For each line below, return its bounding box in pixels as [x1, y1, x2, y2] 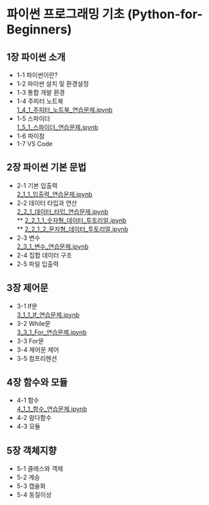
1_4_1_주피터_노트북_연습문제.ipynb [16, 106, 113, 114]
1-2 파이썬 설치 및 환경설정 [16, 79, 89, 88]
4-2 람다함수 [16, 414, 52, 422]
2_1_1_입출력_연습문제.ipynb [16, 189, 93, 199]
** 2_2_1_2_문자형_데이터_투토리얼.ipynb [16, 224, 129, 233]
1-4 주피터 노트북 [16, 97, 64, 105]
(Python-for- [127, 6, 203, 22]
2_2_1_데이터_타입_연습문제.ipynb [16, 207, 109, 216]
